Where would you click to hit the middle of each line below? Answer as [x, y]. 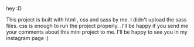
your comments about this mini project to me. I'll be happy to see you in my [97, 32]
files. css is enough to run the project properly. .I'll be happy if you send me [97, 26]
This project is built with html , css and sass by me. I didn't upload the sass [96, 19]
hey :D [14, 8]
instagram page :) [27, 38]
